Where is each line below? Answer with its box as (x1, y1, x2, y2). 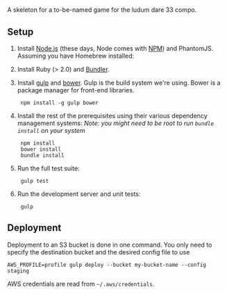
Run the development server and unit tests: (17, 190, 141, 198)
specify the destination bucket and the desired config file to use (7, 247, 190, 256)
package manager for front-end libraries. (17, 86, 135, 94)
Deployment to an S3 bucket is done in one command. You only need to (7, 240, 212, 249)
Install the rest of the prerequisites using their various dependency (17, 112, 208, 120)
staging (7, 267, 30, 275)
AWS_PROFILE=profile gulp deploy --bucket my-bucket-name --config (7, 261, 207, 268)
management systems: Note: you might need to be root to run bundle (17, 119, 214, 127)
